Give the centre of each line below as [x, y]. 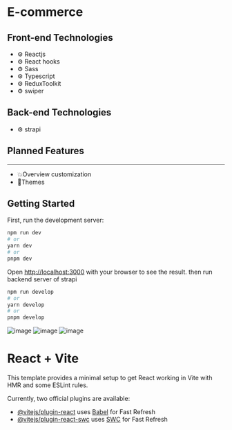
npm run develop [30, 292]
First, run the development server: [56, 220]
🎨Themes [31, 182]
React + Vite [43, 358]
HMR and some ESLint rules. [48, 385]
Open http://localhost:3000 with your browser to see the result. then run [110, 272]
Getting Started [41, 204]
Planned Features [46, 151]
